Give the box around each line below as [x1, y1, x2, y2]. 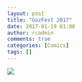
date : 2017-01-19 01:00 [7, 23, 76, 30]
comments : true [7, 36, 51, 43]
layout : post [7, 10, 45, 17]
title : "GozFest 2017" [7, 17, 72, 23]
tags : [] [7, 49, 32, 56]
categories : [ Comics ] [7, 42, 70, 49]
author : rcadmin [7, 29, 54, 37]
